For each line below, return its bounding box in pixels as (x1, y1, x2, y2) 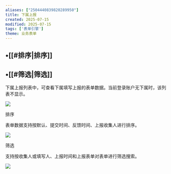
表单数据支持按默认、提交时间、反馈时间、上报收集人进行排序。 (5, 122, 139, 128)
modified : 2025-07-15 (5, 21, 52, 27)
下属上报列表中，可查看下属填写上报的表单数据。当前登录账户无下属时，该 (5, 84, 162, 91)
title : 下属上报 (5, 12, 37, 17)
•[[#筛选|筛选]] (5, 70, 53, 79)
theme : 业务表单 (5, 31, 37, 36)
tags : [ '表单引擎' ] (5, 26, 44, 32)
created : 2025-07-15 (5, 17, 50, 22)
